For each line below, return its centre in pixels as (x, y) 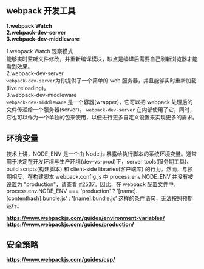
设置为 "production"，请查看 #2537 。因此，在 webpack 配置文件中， (93, 184)
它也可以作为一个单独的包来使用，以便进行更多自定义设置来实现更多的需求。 (102, 117)
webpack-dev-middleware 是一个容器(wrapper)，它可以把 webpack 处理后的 (100, 102)
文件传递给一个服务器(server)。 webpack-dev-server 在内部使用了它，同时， (101, 109)
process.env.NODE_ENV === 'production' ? (61, 191)
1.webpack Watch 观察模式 (40, 51)
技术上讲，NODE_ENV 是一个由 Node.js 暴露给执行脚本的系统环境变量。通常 (102, 154)
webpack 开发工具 (41, 11)
